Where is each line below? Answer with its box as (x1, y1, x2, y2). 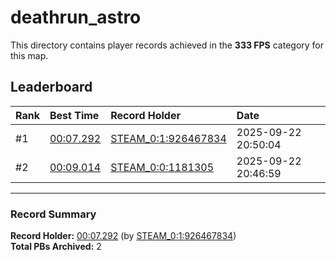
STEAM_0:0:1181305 (110, 160, 215, 174)
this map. (10, 49, 49, 61)
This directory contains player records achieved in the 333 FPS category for (10, 39, 325, 51)
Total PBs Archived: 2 (10, 241, 102, 253)
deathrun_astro (10, 6, 142, 29)
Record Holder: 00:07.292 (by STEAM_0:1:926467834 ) (10, 230, 237, 242)
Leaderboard (10, 79, 93, 96)
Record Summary (10, 207, 97, 221)
